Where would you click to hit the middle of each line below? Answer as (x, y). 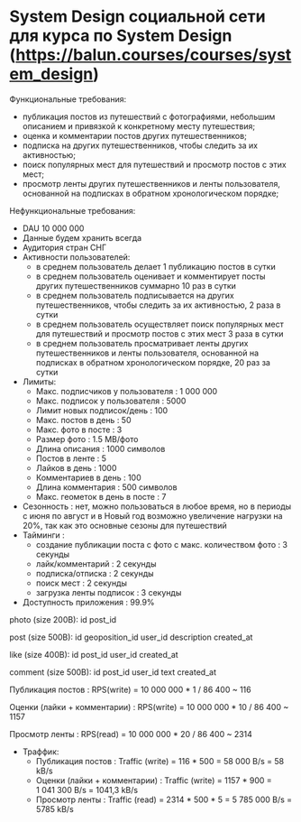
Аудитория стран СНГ (64, 247)
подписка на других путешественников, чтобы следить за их (140, 145)
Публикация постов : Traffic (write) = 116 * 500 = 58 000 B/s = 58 (160, 761)
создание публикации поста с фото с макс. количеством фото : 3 (162, 544)
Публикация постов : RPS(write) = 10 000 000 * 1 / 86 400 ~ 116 (130, 689)
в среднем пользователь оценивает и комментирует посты (150, 276)
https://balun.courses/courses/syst (154, 55)
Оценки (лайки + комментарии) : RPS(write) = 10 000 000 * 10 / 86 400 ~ (149, 707)
